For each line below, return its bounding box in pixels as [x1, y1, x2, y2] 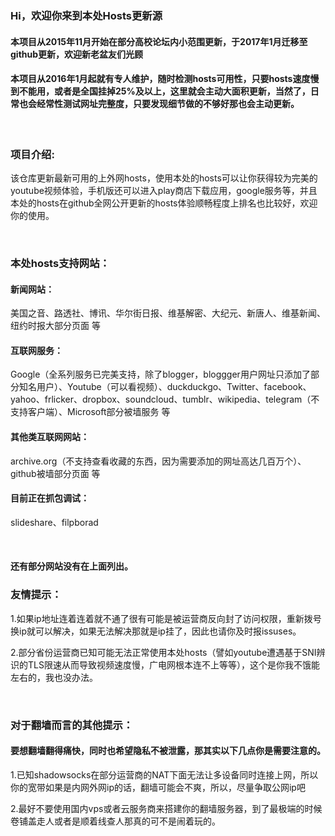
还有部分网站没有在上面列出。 [10, 560, 133, 572]
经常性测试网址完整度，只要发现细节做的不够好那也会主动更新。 [36, 98, 300, 110]
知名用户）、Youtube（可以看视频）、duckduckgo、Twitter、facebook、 [18, 381, 312, 393]
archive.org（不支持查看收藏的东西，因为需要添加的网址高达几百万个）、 [10, 455, 307, 467]
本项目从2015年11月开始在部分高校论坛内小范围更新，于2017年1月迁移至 [10, 35, 308, 47]
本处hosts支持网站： [10, 256, 110, 270]
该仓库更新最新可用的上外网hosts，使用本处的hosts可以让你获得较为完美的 [10, 172, 318, 184]
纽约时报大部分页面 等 [10, 320, 101, 332]
